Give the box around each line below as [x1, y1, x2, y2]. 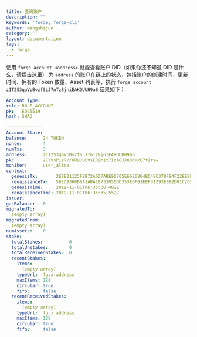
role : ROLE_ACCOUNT [6, 103, 54, 109]
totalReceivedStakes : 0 [11, 250, 72, 256]
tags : [6, 42, 19, 48]
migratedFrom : [6, 217, 41, 223]
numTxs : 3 [6, 146, 46, 152]
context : [6, 168, 28, 174]
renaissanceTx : [11, 179, 49, 185]
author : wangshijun [6, 25, 54, 31]
